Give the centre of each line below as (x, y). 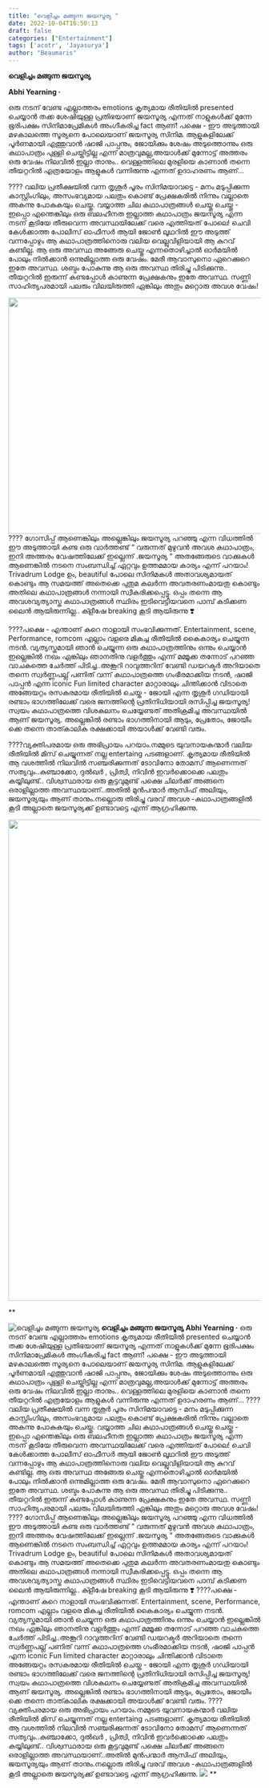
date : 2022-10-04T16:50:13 (53, 23)
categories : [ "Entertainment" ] (60, 38)
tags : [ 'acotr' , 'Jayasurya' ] (59, 46)
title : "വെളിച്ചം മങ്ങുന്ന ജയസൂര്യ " (64, 16)
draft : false (30, 30)
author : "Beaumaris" (43, 53)
